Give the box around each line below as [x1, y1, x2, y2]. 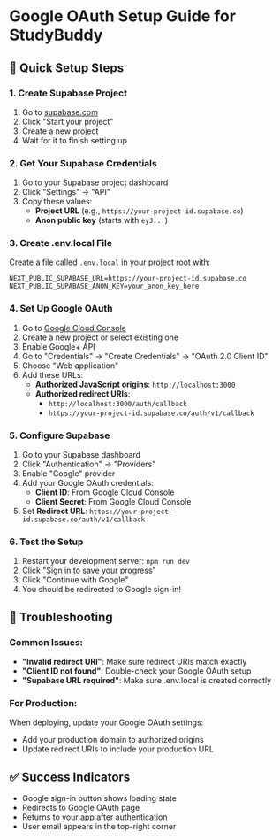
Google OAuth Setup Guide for [9, 6, 237, 27]
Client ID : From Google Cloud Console [34, 487, 175, 497]
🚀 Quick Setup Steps [9, 60, 125, 75]
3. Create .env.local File [9, 237, 113, 250]
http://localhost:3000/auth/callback [48, 399, 187, 408]
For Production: [9, 697, 78, 709]
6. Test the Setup [9, 536, 84, 548]
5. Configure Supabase [9, 429, 110, 442]
